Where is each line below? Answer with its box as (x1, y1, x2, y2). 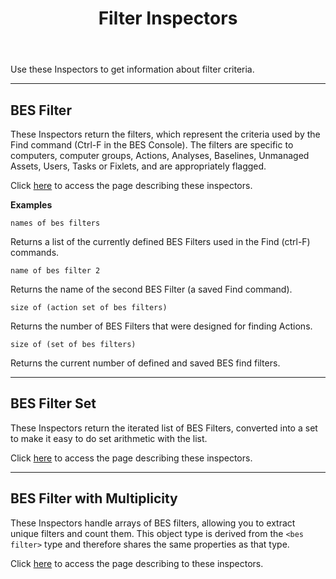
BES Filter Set (10, 395, 97, 412)
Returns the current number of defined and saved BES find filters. (10, 357, 281, 369)
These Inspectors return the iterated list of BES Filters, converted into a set (10, 422, 318, 434)
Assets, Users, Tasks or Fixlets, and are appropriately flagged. (10, 160, 267, 172)
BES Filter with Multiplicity (10, 490, 178, 507)
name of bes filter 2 (10, 266, 101, 276)
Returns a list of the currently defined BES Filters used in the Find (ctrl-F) (10, 236, 311, 247)
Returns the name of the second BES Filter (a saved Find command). (10, 283, 293, 295)
